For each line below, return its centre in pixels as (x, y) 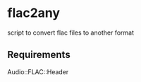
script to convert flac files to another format (70, 33)
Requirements (39, 55)
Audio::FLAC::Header (38, 71)
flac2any (34, 13)
